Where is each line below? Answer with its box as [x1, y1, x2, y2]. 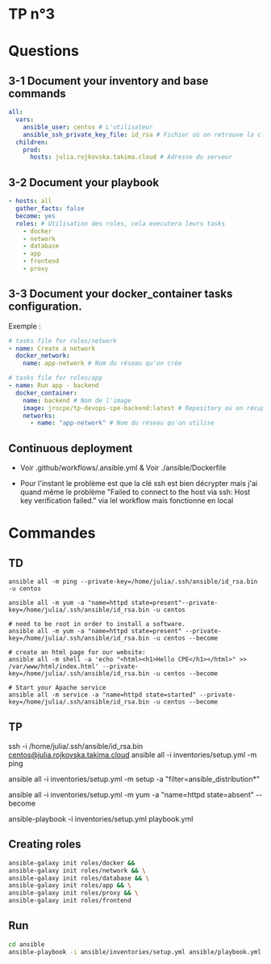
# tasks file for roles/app [8, 374, 103, 383]
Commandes [8, 524, 96, 543]
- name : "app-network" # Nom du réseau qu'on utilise [29, 419, 215, 427]
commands [8, 87, 66, 100]
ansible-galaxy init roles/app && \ [8, 882, 131, 890]
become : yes [15, 212, 56, 220]
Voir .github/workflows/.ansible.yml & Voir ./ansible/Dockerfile [19, 463, 227, 473]
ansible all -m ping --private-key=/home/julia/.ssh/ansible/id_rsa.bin [8, 577, 258, 586]
